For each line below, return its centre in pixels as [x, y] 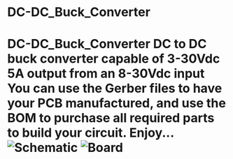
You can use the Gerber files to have [115, 89]
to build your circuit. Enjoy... [91, 133]
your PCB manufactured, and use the [116, 104]
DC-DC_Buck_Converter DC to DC [107, 44]
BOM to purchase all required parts [111, 118]
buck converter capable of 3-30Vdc [114, 59]
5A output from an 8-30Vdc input [106, 74]
